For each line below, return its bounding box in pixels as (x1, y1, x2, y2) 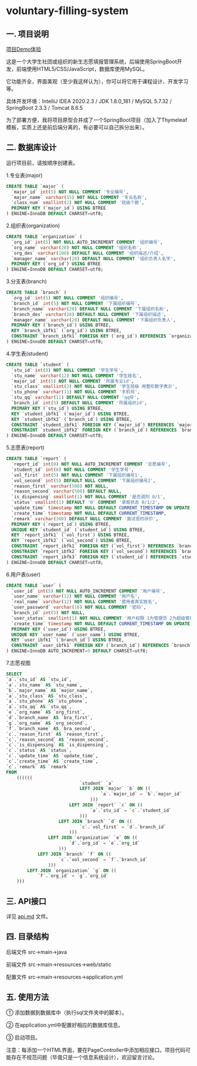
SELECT (6, 671, 22, 677)
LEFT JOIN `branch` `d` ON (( (58, 818, 133, 824)
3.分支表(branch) (6, 278, 47, 285)
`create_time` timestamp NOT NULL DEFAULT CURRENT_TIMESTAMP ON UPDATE (11, 620, 191, 626)
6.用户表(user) (6, 571, 41, 578)
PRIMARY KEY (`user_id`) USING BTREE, (11, 626, 107, 632)
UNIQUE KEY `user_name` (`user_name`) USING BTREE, (11, 632, 141, 637)
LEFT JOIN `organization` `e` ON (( (47, 835, 138, 841)
